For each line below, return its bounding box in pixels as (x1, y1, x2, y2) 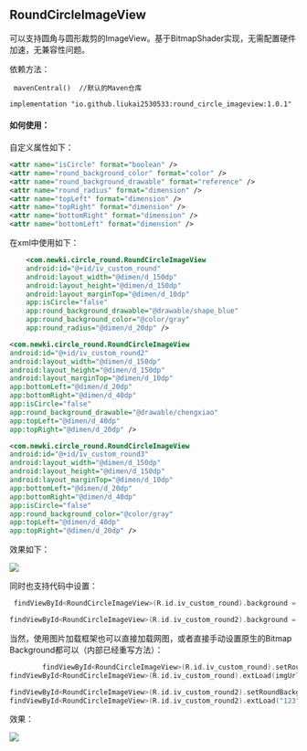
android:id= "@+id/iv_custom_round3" (9, 450, 149, 460)
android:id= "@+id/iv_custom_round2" (9, 348, 149, 357)
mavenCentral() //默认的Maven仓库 (13, 83, 143, 92)
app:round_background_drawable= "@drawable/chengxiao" (9, 407, 219, 417)
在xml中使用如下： (9, 238, 79, 249)
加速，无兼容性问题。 (9, 44, 90, 55)
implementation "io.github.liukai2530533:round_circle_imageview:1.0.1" (9, 100, 292, 109)
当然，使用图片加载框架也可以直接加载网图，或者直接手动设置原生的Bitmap (9, 632, 292, 643)
